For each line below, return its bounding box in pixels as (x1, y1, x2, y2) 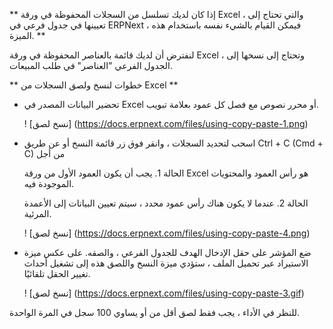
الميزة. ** (9, 30, 46, 41)
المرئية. (23, 208, 52, 219)
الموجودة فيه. (23, 178, 75, 189)
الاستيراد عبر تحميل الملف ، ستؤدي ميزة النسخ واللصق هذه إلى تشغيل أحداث (23, 257, 309, 269)
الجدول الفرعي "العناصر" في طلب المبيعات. (9, 60, 174, 71)
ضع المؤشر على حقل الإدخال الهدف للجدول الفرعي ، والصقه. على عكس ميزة (23, 247, 312, 258)
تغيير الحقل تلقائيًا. (23, 268, 91, 279)
